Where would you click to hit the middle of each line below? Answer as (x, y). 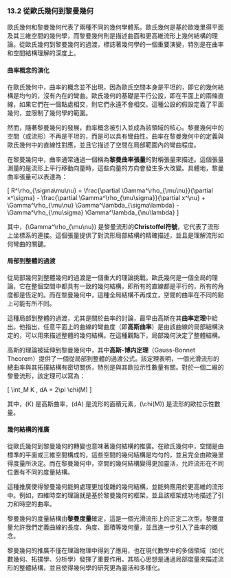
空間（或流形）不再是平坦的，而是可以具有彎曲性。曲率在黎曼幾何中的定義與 (115, 136)
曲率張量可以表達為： (37, 177)
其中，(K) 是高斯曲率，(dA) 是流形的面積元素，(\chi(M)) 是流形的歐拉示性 (111, 403)
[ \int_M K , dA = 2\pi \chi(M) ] (49, 389)
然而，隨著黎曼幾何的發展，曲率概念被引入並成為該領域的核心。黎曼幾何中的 (115, 127)
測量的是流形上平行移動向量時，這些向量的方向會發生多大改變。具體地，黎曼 (115, 168)
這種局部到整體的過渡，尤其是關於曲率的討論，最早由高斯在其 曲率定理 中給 (112, 318)
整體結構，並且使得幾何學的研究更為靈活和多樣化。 (91, 568)
